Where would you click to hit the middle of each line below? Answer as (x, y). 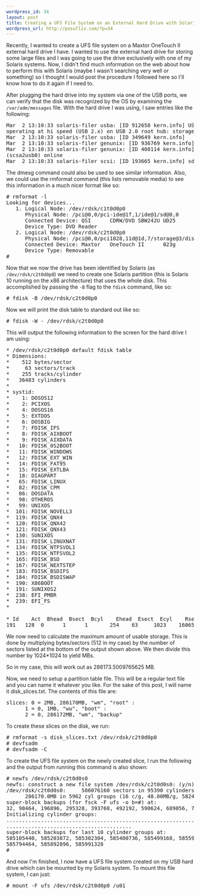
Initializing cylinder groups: (52, 814)
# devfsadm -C (27, 750)
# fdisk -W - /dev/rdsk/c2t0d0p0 (55, 321)
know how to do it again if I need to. (50, 84)
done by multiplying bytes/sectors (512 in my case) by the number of (90, 643)
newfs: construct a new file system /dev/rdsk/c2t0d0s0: (91, 784)
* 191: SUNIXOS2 (31, 589)
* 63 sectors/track (41, 368)
